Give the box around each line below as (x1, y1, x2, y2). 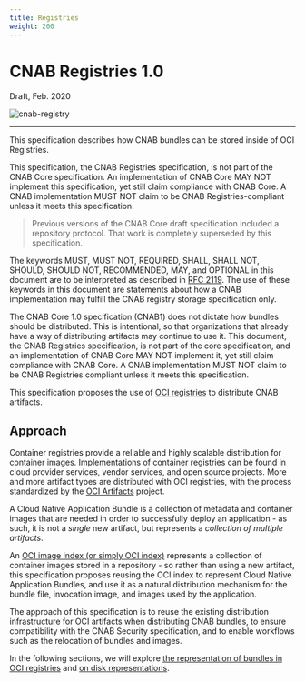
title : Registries (9, 13, 79, 23)
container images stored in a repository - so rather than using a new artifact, (9, 560, 295, 571)
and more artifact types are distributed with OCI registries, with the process (9, 476, 292, 487)
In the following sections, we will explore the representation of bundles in (9, 653, 283, 664)
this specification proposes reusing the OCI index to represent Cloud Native (9, 569, 292, 580)
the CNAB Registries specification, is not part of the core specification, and (9, 340, 290, 351)
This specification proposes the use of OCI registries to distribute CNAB (9, 387, 279, 398)
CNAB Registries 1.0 (9, 61, 164, 82)
